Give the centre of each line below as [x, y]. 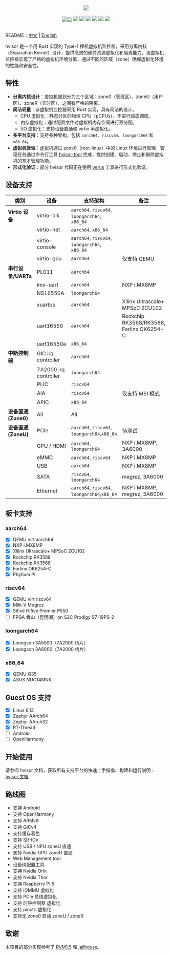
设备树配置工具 [28, 864]
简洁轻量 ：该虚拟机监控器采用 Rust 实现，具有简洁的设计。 [75, 109]
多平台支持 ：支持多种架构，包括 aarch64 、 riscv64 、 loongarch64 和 [83, 135]
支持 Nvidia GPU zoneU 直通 [42, 852]
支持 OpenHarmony [33, 814]
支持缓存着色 [26, 833]
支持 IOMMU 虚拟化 [33, 890]
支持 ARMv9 [26, 820]
